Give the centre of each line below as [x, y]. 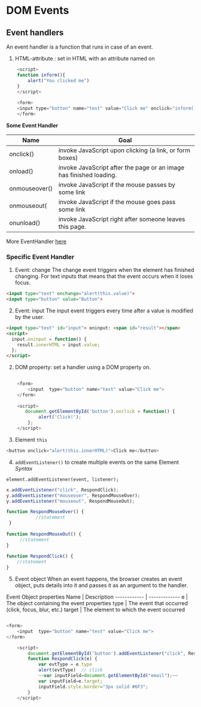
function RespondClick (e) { [63, 659]
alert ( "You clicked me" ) [59, 81]
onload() [21, 171]
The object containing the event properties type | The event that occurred [97, 603]
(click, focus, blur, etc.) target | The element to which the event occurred [96, 610]
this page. [72, 226]
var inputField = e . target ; [70, 681]
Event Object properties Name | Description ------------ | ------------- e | [97, 597]
